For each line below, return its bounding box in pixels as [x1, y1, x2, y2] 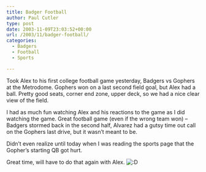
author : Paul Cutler [6, 15, 59, 21]
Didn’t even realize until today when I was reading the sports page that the [6, 139, 194, 147]
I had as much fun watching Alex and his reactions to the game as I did [6, 108, 185, 115]
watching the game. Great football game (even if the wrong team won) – [6, 115, 188, 122]
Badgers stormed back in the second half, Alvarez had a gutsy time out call [6, 121, 196, 129]
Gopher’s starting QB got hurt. [6, 146, 83, 154]
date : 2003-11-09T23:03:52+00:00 [6, 26, 92, 33]
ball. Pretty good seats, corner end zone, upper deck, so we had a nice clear [6, 90, 200, 97]
